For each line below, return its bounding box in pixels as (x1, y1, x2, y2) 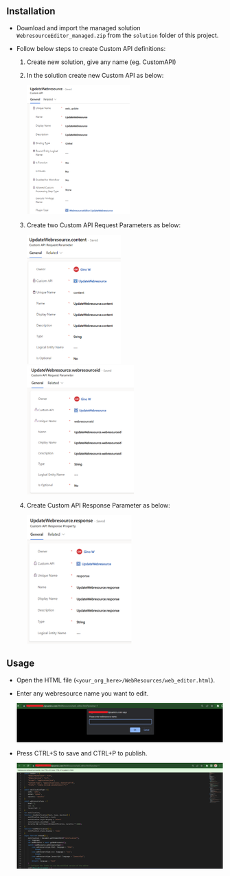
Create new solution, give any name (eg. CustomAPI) (26, 58, 176, 66)
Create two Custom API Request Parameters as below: (26, 220, 181, 229)
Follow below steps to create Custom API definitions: (16, 44, 166, 52)
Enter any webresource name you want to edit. (16, 689, 149, 698)
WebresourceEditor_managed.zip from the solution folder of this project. (16, 31, 219, 39)
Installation (6, 6, 56, 17)
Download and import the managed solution (16, 23, 141, 32)
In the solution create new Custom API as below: (26, 71, 164, 79)
